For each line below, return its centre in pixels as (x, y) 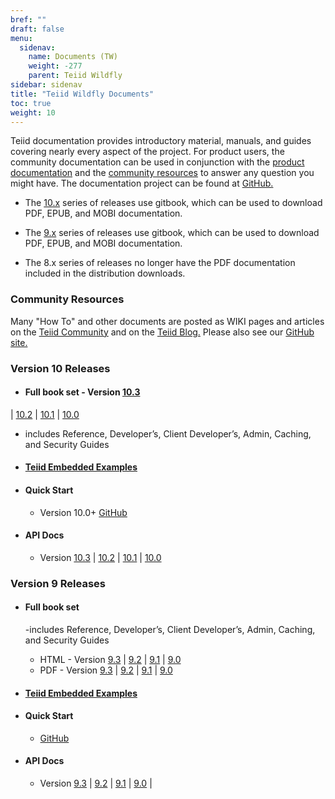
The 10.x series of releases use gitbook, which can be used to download (173, 203)
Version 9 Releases (58, 583)
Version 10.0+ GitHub (83, 512)
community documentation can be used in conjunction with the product (157, 162)
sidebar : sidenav (46, 85)
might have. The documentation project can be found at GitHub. (142, 183)
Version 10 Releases (60, 368)
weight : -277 (55, 66)
